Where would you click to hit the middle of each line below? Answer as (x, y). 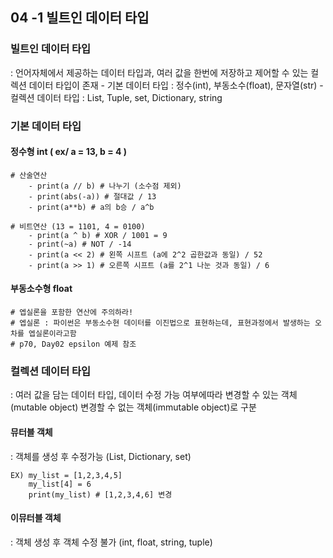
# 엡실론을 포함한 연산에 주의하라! (72, 313)
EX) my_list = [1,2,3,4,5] (66, 475)
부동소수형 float (41, 289)
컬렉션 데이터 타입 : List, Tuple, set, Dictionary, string (116, 97)
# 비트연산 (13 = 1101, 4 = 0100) (78, 226)
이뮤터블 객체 (36, 518)
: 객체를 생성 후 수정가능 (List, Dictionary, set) (101, 456)
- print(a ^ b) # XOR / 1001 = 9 (98, 235)
